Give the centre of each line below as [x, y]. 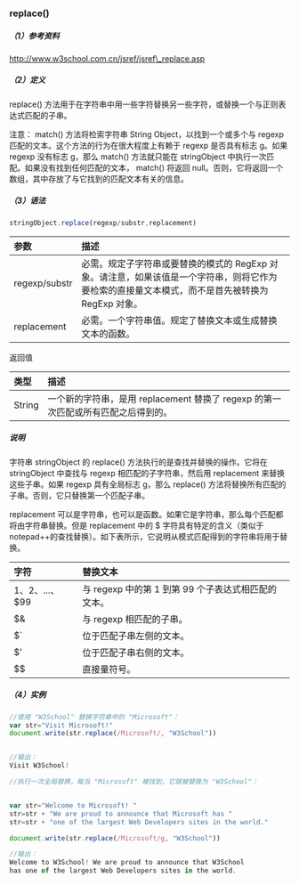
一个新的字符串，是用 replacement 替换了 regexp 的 [156, 399]
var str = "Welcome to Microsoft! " [73, 805]
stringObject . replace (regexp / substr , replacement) [103, 223]
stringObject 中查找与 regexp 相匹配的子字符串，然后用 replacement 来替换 [147, 473]
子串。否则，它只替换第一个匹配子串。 [79, 495]
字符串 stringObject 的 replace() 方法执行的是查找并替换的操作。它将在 [139, 462]
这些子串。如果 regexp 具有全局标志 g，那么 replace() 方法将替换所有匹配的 [148, 484]
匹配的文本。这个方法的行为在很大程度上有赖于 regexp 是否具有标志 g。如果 [149, 145]
